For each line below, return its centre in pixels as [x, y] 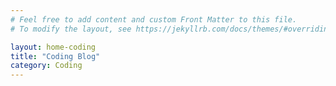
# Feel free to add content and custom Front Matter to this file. [154, 19]
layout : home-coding [53, 47]
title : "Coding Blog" [55, 56]
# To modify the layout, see [71, 29]
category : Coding [46, 66]
